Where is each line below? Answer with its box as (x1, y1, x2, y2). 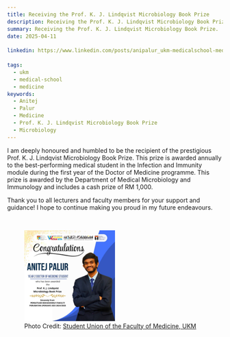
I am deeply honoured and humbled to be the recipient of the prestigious (7, 146, 212, 154)
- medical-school (13, 76, 63, 83)
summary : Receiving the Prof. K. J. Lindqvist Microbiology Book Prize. (7, 25, 219, 32)
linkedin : (7, 47, 36, 54)
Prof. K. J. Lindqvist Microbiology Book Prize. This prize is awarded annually (7, 153, 222, 162)
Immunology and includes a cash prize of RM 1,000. (7, 182, 153, 191)
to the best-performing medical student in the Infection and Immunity (7, 161, 203, 169)
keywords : (7, 90, 36, 97)
